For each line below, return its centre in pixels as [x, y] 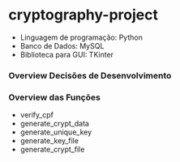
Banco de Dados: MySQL [62, 45]
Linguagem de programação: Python [81, 37]
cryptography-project [83, 15]
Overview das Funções [55, 97]
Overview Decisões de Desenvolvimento [90, 75]
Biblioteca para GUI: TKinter [67, 54]
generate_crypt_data [54, 124]
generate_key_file [49, 141]
